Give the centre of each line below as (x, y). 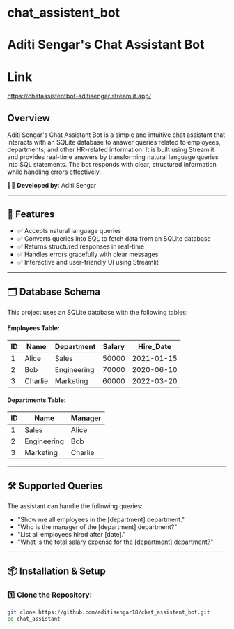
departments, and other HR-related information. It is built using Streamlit (111, 150)
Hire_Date (155, 346)
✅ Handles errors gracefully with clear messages (88, 254)
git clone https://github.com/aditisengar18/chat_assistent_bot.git (109, 612)
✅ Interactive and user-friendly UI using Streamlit (88, 262)
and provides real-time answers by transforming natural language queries (113, 157)
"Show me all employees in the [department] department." (101, 519)
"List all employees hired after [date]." (71, 534)
